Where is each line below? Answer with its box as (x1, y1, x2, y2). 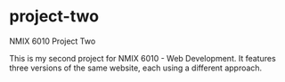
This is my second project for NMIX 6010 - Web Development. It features (9, 53, 276, 63)
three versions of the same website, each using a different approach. (9, 62, 263, 73)
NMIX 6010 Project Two (9, 36, 96, 46)
